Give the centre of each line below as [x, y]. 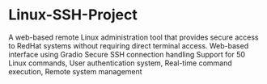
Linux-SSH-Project [73, 15]
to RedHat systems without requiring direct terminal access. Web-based [129, 45]
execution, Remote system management [76, 71]
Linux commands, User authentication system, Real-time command [120, 63]
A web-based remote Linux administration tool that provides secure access [133, 37]
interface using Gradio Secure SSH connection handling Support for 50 [127, 54]
